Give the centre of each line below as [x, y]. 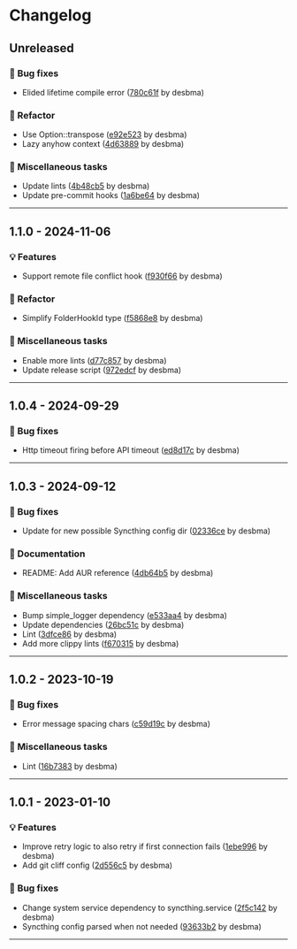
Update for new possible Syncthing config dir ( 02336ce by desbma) [146, 531]
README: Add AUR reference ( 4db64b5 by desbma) [118, 573]
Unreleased [42, 48]
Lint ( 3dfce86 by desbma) [69, 634]
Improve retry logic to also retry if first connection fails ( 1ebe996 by [145, 846]
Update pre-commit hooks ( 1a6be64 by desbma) [111, 195]
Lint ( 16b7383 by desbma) [69, 766]
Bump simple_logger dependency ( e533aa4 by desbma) [125, 615]
